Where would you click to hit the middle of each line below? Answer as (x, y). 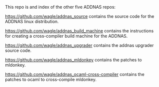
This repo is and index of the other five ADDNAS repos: (60, 7)
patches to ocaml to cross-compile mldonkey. (51, 80)
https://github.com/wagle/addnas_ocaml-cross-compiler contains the (75, 74)
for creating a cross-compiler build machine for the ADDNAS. (66, 36)
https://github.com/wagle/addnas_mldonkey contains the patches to (73, 60)
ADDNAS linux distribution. (32, 22)
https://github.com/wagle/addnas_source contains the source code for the (80, 16)
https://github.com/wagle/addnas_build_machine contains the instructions (79, 31)
